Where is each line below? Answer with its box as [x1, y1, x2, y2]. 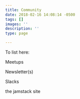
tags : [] [5, 17, 24, 22]
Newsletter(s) [5, 69, 34, 75]
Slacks [5, 79, 19, 84]
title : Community [5, 7, 42, 13]
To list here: [5, 49, 30, 55]
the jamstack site [5, 88, 41, 94]
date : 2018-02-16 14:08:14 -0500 [5, 12, 75, 17]
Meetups [5, 59, 24, 65]
